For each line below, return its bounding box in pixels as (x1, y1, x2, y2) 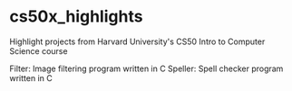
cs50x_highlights (9, 6, 143, 27)
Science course (9, 45, 68, 56)
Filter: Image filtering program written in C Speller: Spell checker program (9, 63, 284, 74)
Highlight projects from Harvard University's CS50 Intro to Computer (9, 36, 266, 47)
